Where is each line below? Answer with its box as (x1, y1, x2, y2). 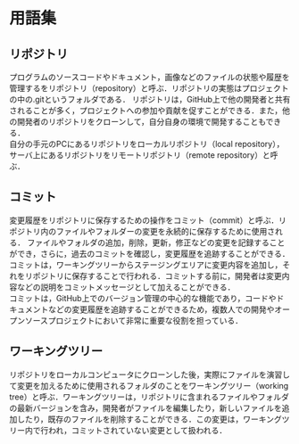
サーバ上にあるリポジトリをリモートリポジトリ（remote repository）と (9, 150, 270, 160)
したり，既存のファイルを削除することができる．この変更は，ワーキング (16, 414, 283, 424)
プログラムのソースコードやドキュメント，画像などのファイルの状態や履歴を (9, 72, 290, 82)
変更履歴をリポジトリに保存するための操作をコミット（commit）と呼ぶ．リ (9, 215, 287, 226)
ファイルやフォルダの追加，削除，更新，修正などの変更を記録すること (26, 237, 286, 248)
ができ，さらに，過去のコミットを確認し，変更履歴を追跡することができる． (9, 248, 290, 259)
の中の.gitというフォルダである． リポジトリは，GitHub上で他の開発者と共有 (9, 95, 291, 104)
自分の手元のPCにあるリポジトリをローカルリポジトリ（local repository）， (9, 139, 285, 149)
